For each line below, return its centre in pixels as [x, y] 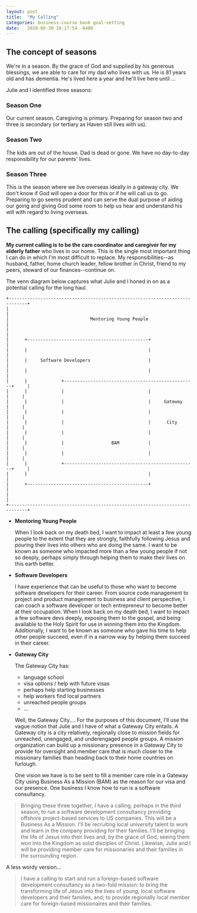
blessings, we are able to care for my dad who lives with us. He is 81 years [96, 73]
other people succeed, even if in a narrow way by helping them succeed [102, 636]
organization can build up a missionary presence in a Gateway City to [98, 745]
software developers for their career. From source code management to [101, 593]
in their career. [32, 643]
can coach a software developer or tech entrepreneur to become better [101, 605]
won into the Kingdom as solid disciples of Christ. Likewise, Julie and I [106, 843]
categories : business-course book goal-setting [66, 22]
